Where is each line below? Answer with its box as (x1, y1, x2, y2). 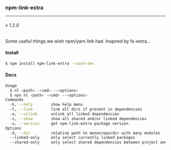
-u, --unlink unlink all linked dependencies (10, 111, 120, 117)
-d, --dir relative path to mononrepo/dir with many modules (10, 130, 160, 136)
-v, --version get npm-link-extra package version (10, 121, 129, 126)
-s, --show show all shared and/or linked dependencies (10, 116, 147, 121)
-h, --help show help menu (10, 102, 83, 107)
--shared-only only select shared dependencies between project (10, 140, 158, 145)
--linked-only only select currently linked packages (10, 135, 136, 140)
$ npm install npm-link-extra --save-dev (5, 61, 95, 66)
